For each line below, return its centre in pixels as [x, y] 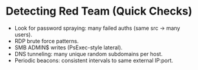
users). [23, 34]
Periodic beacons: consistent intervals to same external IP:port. [94, 60]
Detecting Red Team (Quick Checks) [99, 11]
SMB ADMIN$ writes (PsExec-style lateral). [68, 47]
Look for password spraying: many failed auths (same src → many [97, 28]
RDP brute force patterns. [46, 41]
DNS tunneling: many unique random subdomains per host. [88, 54]
